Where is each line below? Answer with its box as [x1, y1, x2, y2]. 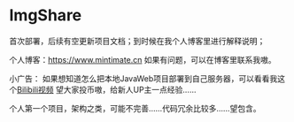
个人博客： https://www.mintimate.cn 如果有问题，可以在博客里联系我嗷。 [9, 54, 276, 65]
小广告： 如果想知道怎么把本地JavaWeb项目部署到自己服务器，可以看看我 [9, 72, 278, 84]
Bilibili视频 [17, 84, 55, 95]
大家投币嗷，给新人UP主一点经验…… [63, 84, 197, 95]
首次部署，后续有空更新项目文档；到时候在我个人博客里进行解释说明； [9, 35, 266, 46]
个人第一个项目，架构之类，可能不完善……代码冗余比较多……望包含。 [9, 103, 261, 113]
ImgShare [9, 5, 82, 26]
